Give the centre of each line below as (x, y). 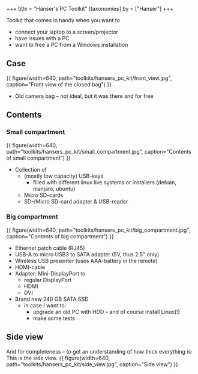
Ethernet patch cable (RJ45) (50, 248)
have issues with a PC (42, 38)
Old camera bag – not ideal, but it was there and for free (84, 96)
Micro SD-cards (43, 195)
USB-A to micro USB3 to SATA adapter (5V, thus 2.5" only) (87, 254)
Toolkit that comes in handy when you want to (63, 20)
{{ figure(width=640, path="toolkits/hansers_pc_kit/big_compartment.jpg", (98, 230)
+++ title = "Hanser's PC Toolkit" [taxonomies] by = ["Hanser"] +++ (90, 9)
